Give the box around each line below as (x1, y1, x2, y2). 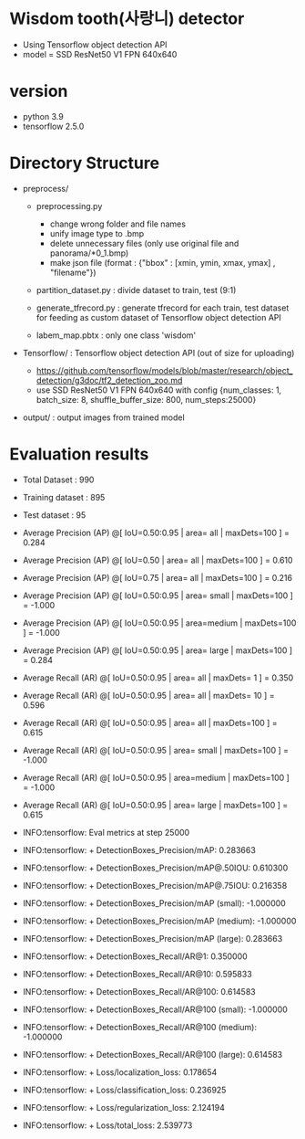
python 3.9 (22, 111, 64, 121)
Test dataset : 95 (22, 509, 86, 521)
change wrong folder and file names (49, 218, 187, 229)
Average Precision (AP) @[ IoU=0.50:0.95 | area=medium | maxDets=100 (22, 617, 297, 628)
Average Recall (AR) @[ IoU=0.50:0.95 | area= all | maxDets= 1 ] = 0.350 (22, 672, 294, 683)
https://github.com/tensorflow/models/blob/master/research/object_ (36, 364, 293, 375)
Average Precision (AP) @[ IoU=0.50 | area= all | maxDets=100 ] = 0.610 (22, 554, 293, 565)
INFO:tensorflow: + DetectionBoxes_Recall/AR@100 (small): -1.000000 (22, 1004, 289, 1015)
